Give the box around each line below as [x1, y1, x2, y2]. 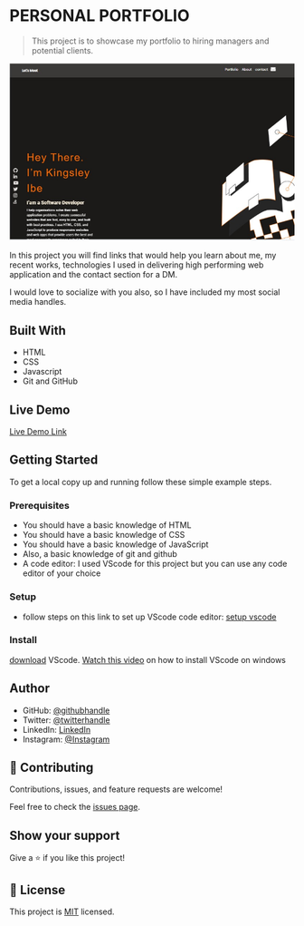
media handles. [9, 297, 67, 307]
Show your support [9, 827, 120, 843]
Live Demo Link [9, 426, 68, 437]
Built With [9, 323, 66, 338]
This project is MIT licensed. [9, 906, 115, 917]
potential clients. [31, 44, 93, 55]
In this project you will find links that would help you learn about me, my [9, 250, 277, 261]
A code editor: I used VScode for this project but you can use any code [22, 559, 288, 570]
